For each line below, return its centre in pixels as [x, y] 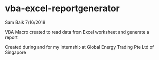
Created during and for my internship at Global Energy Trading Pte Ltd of [79, 47]
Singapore [16, 52]
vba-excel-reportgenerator [63, 9]
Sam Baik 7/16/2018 [25, 22]
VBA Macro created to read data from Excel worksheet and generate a [77, 32]
